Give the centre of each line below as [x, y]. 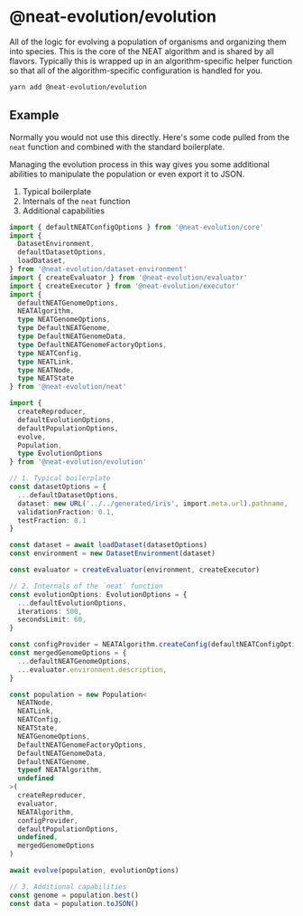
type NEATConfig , [50, 353]
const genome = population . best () [74, 895]
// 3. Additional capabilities [68, 887]
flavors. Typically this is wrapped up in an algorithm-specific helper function [151, 61]
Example [34, 115]
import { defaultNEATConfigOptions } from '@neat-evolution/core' [137, 227]
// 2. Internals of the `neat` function [87, 586]
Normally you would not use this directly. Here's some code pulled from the [150, 137]
